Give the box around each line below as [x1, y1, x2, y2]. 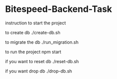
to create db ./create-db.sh [5, 29, 60, 35]
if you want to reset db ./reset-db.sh [5, 58, 79, 64]
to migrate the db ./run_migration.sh [5, 39, 79, 45]
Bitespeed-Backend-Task [5, 3, 113, 15]
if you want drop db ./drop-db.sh [5, 68, 72, 74]
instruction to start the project [5, 20, 66, 26]
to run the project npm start [5, 49, 61, 55]
